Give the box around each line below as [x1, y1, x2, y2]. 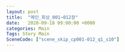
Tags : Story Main [6, 31, 50, 37]
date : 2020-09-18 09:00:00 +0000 [6, 20, 96, 26]
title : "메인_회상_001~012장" [6, 14, 78, 20]
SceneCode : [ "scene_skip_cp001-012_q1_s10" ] [6, 36, 120, 42]
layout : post [6, 8, 39, 15]
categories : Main [6, 25, 50, 32]
